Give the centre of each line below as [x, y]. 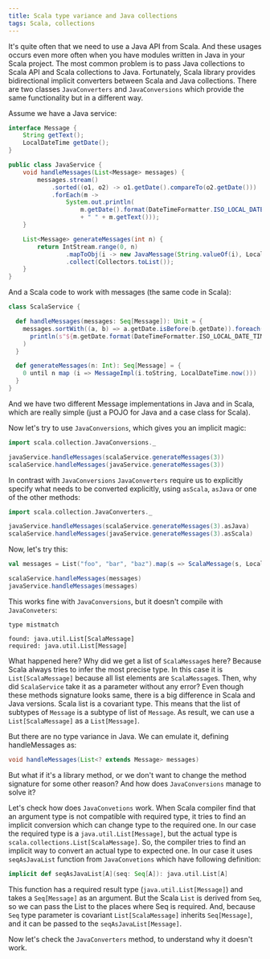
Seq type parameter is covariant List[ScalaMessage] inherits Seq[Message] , [131, 915]
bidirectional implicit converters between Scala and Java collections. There [133, 81]
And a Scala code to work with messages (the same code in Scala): [120, 292]
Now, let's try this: [38, 549]
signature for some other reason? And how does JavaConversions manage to [135, 783]
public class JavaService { [55, 165]
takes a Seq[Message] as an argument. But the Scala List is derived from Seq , [135, 898]
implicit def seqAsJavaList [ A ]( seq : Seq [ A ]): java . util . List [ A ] [118, 874]
